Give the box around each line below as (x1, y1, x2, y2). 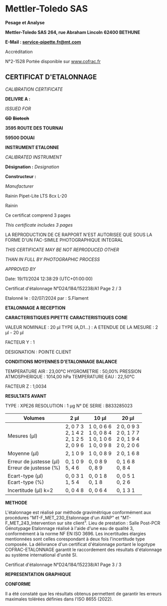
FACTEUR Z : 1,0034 (5, 383, 47, 389)
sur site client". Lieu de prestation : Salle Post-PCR (56, 520, 161, 526)
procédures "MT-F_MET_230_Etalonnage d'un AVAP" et (5, 514, 120, 520)
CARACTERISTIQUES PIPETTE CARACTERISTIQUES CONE (5, 314, 128, 320)
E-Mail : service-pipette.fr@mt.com (5, 39, 81, 45)
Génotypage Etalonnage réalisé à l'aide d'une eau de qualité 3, (5, 525, 134, 531)
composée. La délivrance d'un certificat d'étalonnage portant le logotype (5, 541, 156, 547)
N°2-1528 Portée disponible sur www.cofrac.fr (5, 58, 101, 64)
